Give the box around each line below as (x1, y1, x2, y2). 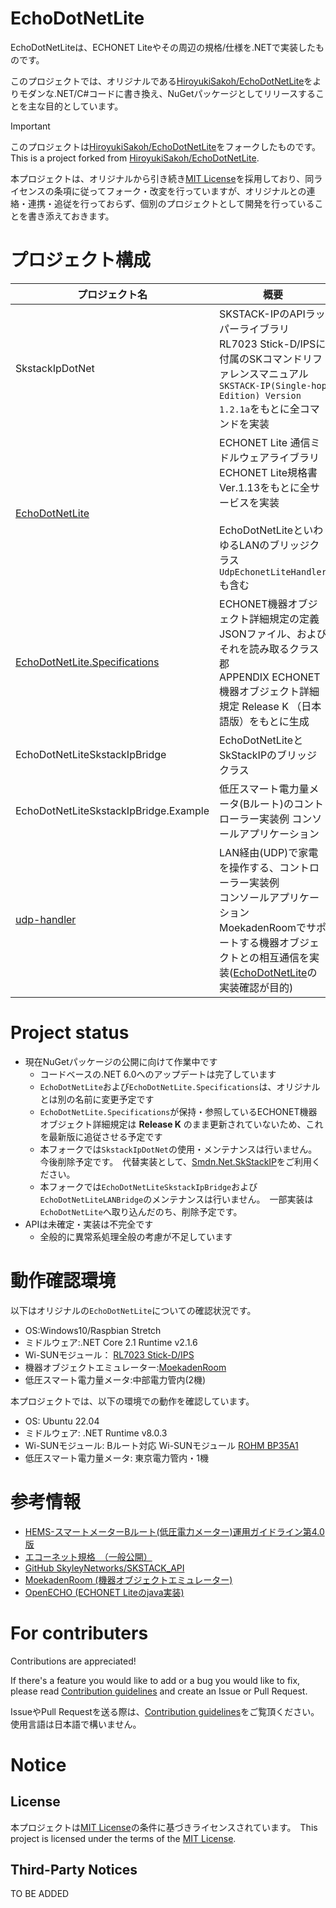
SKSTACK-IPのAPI (219, 307, 306, 321)
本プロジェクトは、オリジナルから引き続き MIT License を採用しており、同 (10, 172, 315, 184)
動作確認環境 (10, 1270, 117, 1292)
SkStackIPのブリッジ (219, 748, 318, 762)
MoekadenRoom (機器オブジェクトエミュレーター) (24, 1573, 233, 1586)
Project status (10, 1022, 130, 1044)
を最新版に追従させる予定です (39, 1130, 163, 1142)
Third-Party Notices (10, 1862, 138, 1879)
